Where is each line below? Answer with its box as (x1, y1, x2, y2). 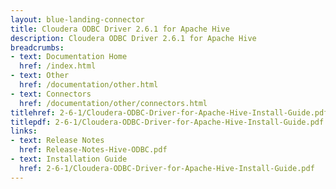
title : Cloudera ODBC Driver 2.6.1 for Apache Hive (10, 24, 230, 34)
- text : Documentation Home (10, 52, 128, 62)
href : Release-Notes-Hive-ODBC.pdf (19, 145, 168, 155)
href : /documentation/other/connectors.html (19, 98, 208, 108)
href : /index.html (19, 61, 97, 71)
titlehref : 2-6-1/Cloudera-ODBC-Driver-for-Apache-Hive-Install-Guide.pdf (10, 107, 329, 118)
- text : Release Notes (10, 136, 105, 146)
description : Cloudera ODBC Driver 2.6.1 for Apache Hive (10, 33, 257, 43)
